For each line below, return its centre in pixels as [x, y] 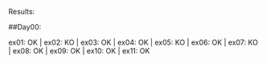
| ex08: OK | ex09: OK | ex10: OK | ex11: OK [79, 51]
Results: [22, 12]
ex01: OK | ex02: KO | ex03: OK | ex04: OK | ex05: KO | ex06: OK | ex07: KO [133, 42]
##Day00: [25, 27]
